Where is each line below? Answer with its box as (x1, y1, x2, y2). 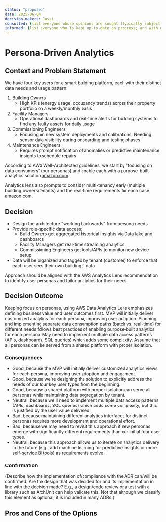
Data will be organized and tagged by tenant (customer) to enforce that (12, 257, 157, 263)
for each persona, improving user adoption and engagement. (12, 371, 137, 377)
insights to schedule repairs (19, 153, 77, 159)
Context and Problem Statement (5, 66, 106, 75)
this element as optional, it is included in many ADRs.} (5, 494, 115, 501)
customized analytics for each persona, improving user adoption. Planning (5, 315, 157, 321)
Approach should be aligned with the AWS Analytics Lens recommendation (5, 272, 158, 278)
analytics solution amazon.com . (5, 173, 70, 179)
